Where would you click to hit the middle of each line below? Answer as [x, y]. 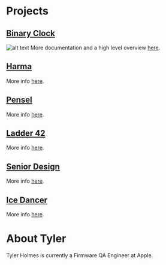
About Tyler [36, 239]
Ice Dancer [27, 200]
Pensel [19, 100]
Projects [28, 11]
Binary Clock [31, 33]
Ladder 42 [26, 133]
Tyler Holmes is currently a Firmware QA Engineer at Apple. [80, 255]
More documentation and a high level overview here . [95, 47]
